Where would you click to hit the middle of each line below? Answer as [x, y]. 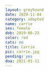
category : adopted [24, 19]
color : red [17, 38]
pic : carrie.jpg [22, 51]
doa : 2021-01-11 [22, 61]
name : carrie [19, 24]
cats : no [14, 42]
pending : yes [19, 56]
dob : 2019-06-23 [22, 33]
